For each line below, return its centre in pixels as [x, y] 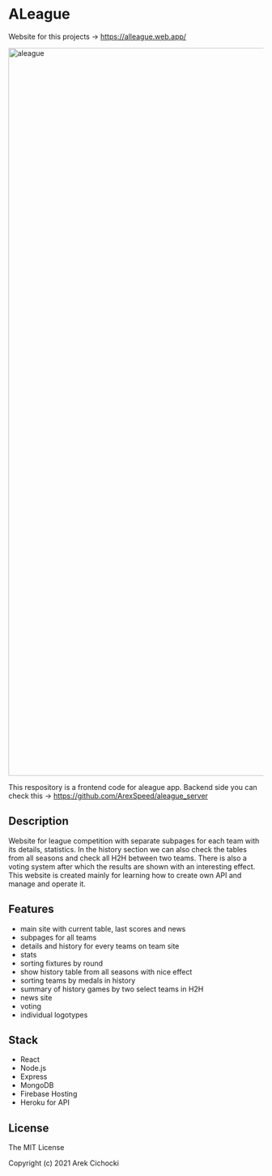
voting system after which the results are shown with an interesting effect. [132, 866]
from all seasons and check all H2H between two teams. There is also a [127, 858]
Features [31, 909]
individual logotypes [54, 1015]
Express [34, 1076]
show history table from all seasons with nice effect [106, 971]
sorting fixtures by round [62, 963]
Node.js [33, 1068]
